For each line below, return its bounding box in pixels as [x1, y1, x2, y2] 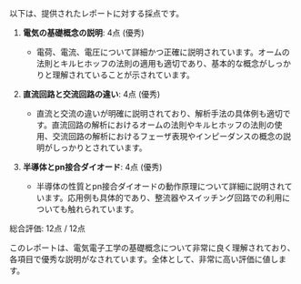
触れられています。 [67, 204, 139, 214]
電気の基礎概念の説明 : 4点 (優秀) [22, 27, 145, 38]
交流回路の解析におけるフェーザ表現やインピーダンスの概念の [52, 131, 284, 141]
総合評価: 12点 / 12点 [9, 223, 86, 234]
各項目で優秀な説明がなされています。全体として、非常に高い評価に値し [9, 254, 279, 264]
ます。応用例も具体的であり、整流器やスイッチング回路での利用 [44, 192, 283, 203]
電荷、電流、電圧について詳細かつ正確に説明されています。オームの [35, 46, 290, 57]
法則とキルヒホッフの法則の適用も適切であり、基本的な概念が [35, 58, 267, 68]
